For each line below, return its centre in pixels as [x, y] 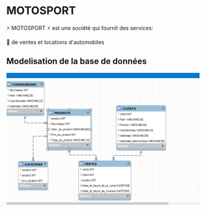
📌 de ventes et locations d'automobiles [55, 42]
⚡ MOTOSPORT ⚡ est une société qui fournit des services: [80, 28]
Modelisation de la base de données [77, 61]
